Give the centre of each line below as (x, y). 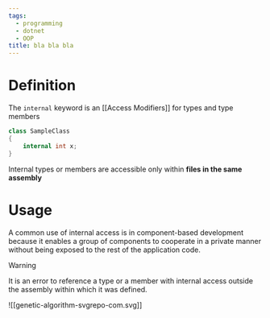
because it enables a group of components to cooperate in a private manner (135, 241)
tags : (17, 16)
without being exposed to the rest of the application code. (105, 250)
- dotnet (30, 31)
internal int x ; (50, 146)
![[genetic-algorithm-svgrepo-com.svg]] (75, 305)
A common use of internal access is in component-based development (126, 232)
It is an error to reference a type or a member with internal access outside (131, 281)
